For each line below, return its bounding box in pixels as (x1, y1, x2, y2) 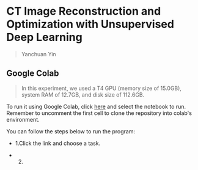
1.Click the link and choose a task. (15, 139, 101, 147)
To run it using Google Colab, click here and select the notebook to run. (6, 103, 186, 110)
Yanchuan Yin (21, 50, 56, 57)
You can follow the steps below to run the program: (6, 127, 136, 135)
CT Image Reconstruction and (6, 4, 161, 18)
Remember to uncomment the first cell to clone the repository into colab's (6, 109, 193, 117)
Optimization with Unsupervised (6, 17, 174, 31)
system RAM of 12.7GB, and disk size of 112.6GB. (21, 91, 145, 98)
